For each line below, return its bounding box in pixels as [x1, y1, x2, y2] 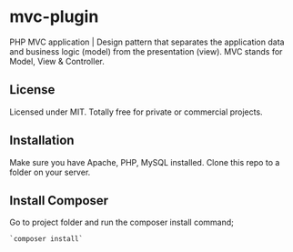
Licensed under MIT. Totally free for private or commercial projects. [9, 106, 263, 117]
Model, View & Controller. [9, 55, 105, 66]
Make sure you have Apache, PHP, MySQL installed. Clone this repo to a [9, 156, 280, 167]
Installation [9, 133, 75, 148]
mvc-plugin [9, 6, 99, 27]
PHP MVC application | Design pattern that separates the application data [9, 36, 285, 47]
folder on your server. [9, 166, 91, 177]
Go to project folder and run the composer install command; [9, 217, 234, 228]
